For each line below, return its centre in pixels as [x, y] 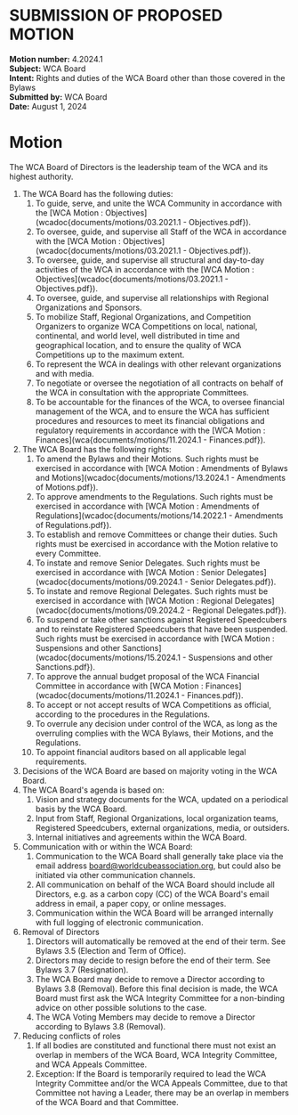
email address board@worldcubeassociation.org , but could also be [158, 866]
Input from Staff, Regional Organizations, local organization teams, [157, 818]
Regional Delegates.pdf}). [240, 610]
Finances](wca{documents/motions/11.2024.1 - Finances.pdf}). [150, 439]
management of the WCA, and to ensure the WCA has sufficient [152, 411]
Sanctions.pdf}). [65, 667]
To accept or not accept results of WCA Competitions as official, [153, 704]
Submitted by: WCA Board [58, 97]
